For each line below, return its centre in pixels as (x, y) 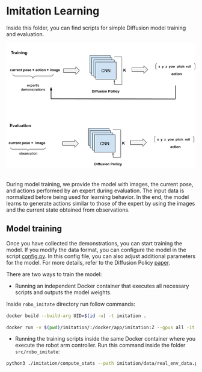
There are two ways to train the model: (54, 274)
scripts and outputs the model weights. (63, 292)
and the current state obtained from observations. (68, 210)
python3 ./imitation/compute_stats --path (60, 364)
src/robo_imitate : (37, 352)
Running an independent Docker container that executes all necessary (102, 286)
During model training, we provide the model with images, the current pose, (100, 184)
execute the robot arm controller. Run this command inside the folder (100, 345)
